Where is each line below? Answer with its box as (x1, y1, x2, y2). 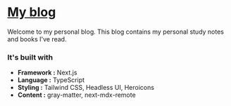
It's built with (7, 52, 54, 62)
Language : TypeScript (17, 76, 85, 84)
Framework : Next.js (17, 68, 77, 77)
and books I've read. (7, 34, 67, 43)
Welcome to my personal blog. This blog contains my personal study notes (7, 27, 224, 36)
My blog (7, 4, 56, 20)
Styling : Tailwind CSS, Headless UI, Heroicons (17, 84, 155, 92)
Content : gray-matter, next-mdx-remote (17, 91, 136, 99)
